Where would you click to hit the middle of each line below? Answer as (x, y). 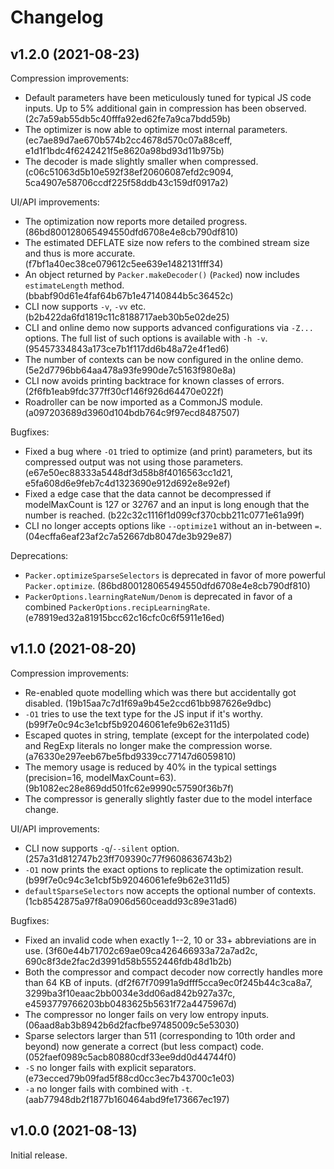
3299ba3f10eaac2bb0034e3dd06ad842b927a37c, (130, 993)
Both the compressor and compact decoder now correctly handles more (173, 972)
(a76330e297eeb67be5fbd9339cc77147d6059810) (130, 756)
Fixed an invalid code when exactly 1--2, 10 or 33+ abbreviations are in (170, 940)
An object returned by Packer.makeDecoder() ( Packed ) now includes (162, 274)
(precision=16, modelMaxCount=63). (100, 777)
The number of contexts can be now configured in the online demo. (164, 359)
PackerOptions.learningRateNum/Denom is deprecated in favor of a (158, 596)
